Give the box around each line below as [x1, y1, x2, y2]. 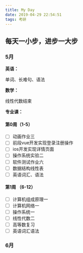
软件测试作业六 [12, 159, 44, 165]
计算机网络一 [12, 202, 39, 208]
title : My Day [5, 7, 35, 13]
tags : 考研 [5, 17, 27, 22]
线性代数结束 [5, 98, 32, 104]
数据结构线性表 [12, 165, 44, 171]
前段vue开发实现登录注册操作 [12, 140, 74, 146]
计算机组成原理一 [12, 196, 48, 202]
